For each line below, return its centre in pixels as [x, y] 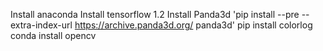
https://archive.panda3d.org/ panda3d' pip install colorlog [193, 25]
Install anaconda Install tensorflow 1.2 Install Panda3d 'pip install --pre [155, 14]
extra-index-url [41, 25]
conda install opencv [53, 35]
